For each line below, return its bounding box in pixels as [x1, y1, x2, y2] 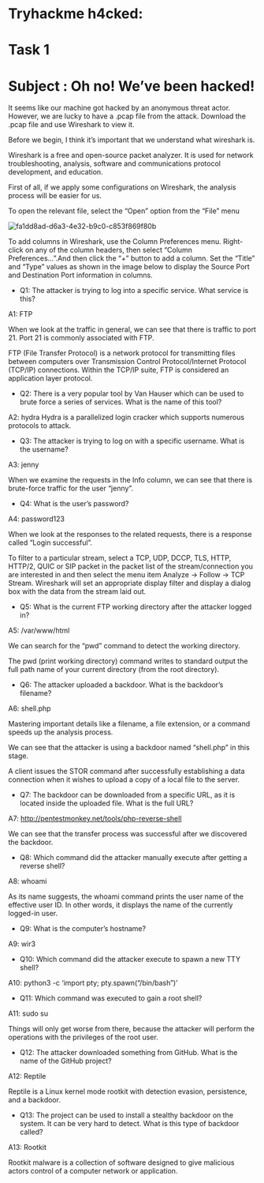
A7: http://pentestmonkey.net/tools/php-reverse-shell [8, 814, 182, 824]
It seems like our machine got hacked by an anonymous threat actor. [8, 103, 231, 113]
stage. [8, 751, 29, 760]
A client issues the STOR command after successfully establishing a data [8, 767, 246, 776]
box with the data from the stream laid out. [8, 587, 147, 596]
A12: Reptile [8, 1072, 46, 1081]
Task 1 [8, 41, 50, 59]
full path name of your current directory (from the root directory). [8, 665, 219, 674]
